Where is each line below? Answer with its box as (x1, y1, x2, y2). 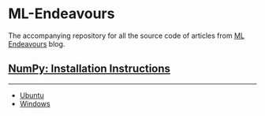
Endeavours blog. (8, 39, 65, 48)
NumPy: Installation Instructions (8, 62, 171, 76)
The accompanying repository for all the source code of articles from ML (8, 31, 244, 40)
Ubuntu (19, 90, 45, 99)
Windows (19, 99, 50, 108)
